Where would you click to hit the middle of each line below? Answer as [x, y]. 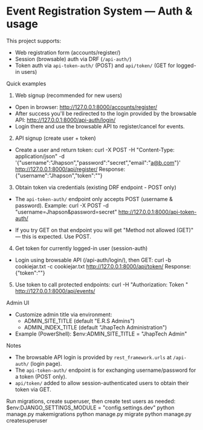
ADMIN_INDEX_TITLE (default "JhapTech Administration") [95, 327]
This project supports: [34, 41]
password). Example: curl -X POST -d [62, 205]
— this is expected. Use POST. [53, 236]
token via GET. [33, 389]
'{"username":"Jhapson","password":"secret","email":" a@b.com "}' [98, 162]
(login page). [46, 363]
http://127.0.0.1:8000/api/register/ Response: [70, 169]
